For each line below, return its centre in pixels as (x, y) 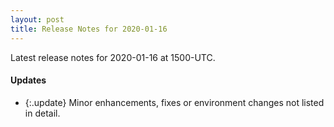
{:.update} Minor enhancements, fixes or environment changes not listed (174, 102)
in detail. (42, 113)
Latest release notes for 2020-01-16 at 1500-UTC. (113, 57)
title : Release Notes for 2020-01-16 (89, 29)
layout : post (37, 19)
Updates (28, 80)
